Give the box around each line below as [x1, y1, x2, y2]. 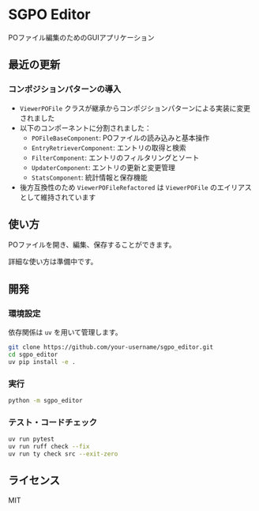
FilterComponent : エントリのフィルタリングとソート [31, 153, 200, 162]
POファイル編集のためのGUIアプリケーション [8, 32, 155, 42]
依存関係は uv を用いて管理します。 [8, 327, 122, 337]
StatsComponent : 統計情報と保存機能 [31, 172, 148, 182]
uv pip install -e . [8, 358, 77, 365]
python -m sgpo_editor [8, 397, 83, 405]
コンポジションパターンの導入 [8, 84, 122, 95]
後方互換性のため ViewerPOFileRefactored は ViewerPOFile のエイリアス [19, 182, 252, 191]
